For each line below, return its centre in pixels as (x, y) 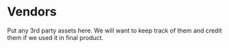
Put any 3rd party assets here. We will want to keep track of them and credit (114, 30)
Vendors (32, 12)
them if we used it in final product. (56, 37)
